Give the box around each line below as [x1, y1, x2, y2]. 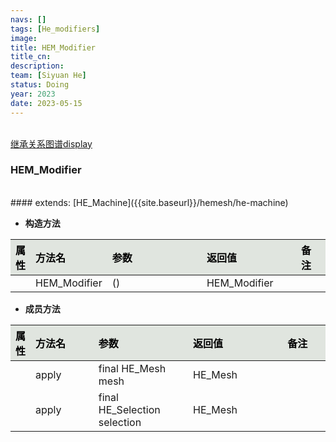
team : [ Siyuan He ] [10, 71, 87, 81]
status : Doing [10, 80, 70, 90]
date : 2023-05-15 [10, 98, 83, 108]
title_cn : [10, 52, 52, 62]
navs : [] [10, 14, 47, 25]
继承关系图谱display [10, 137, 93, 150]
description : [10, 61, 65, 71]
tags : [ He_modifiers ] [10, 24, 101, 34]
